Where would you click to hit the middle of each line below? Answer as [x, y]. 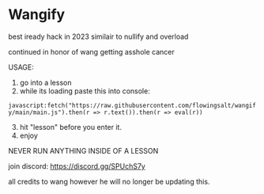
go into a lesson [45, 82]
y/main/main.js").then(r [49, 112]
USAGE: [21, 67]
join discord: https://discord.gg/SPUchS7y [77, 166]
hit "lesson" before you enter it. [71, 127]
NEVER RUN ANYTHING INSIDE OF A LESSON [83, 150]
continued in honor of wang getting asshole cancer [92, 51]
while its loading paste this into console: [85, 91]
